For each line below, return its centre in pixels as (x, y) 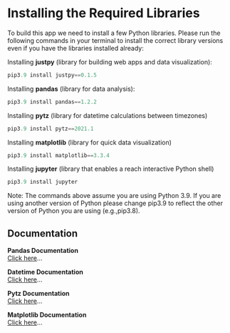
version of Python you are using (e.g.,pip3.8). (74, 211)
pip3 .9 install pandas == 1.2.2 (52, 101)
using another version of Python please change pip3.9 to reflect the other (115, 203)
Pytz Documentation (38, 294)
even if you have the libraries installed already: (75, 48)
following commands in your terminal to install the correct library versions (115, 40)
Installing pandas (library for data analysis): (71, 89)
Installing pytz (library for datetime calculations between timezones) (108, 115)
